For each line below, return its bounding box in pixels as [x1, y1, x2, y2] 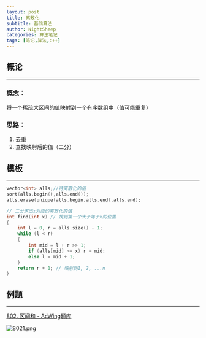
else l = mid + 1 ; [28, 253, 75, 259]
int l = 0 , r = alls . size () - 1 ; [17, 225, 103, 231]
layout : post [6, 9, 40, 15]
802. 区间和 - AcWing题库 [6, 312, 72, 320]
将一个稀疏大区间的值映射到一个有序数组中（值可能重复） [6, 104, 151, 111]
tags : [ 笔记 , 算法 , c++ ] [6, 37, 61, 44]
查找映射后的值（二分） [15, 144, 75, 151]
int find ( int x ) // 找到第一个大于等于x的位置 [6, 213, 116, 220]
